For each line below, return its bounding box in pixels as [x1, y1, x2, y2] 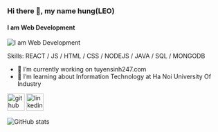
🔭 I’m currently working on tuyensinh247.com [17, 65, 147, 74]
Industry [17, 80, 42, 88]
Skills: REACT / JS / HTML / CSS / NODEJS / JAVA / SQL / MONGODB [7, 52, 206, 60]
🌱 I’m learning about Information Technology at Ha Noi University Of [17, 72, 212, 81]
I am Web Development [7, 23, 75, 32]
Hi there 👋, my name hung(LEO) [7, 6, 115, 16]
